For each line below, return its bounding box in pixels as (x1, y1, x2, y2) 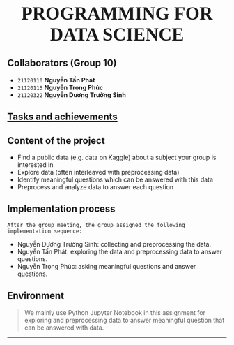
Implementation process (7, 203, 116, 215)
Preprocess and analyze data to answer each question (17, 183, 174, 191)
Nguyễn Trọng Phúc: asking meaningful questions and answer (17, 262, 196, 270)
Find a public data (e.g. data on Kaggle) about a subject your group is (17, 153, 217, 162)
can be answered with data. (24, 323, 104, 332)
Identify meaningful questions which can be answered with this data (17, 175, 214, 184)
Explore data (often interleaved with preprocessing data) (17, 168, 180, 177)
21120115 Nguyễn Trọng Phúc (17, 83, 103, 91)
